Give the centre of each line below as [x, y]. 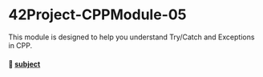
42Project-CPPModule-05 [97, 15]
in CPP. [20, 45]
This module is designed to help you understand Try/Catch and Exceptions [131, 37]
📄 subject [24, 64]
